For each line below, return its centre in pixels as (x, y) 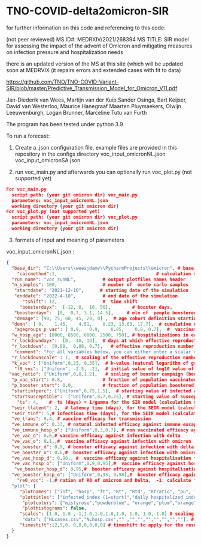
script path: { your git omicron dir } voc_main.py (74, 195)
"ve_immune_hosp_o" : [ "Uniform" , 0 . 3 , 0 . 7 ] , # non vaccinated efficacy (100, 430)
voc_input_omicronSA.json (48, 160)
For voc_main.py (26, 189)
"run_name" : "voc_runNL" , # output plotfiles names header (99, 279)
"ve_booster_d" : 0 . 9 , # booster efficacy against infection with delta (103, 447)
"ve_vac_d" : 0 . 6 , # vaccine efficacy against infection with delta (96, 436)
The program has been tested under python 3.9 (65, 124)
